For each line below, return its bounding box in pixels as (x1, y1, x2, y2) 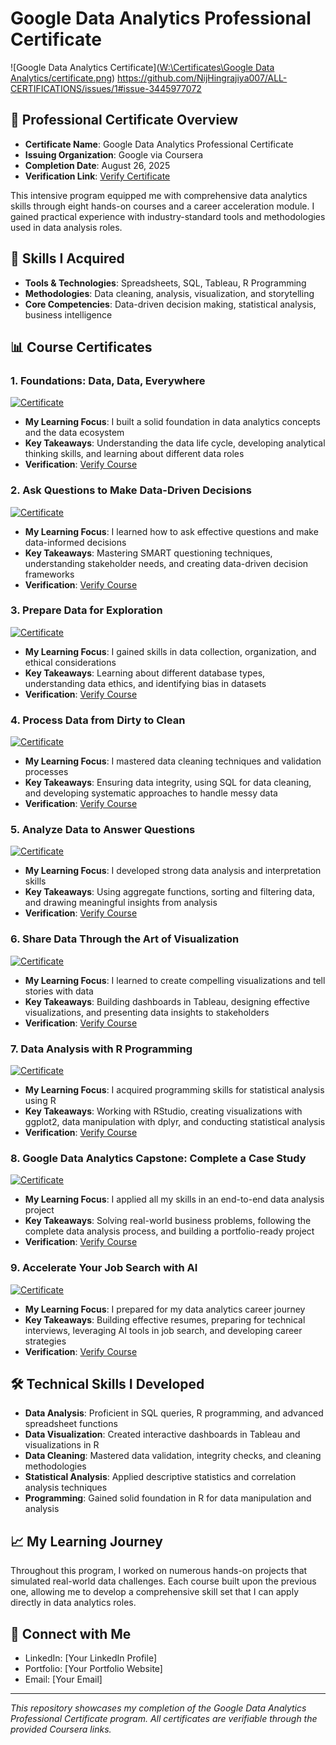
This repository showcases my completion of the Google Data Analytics (10, 1702, 307, 1714)
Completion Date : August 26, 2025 (24, 159, 171, 171)
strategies (24, 1335, 67, 1347)
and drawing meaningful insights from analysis (24, 897, 218, 909)
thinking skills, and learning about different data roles (24, 448, 245, 460)
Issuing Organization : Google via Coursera (24, 148, 203, 161)
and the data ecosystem (24, 427, 125, 439)
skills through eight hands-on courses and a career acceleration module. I (10, 200, 315, 212)
